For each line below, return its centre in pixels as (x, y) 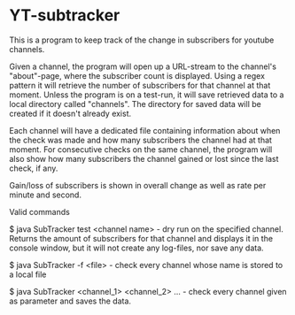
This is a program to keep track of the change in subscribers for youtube (142, 40)
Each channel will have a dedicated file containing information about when (145, 130)
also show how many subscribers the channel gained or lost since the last (144, 158)
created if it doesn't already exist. (70, 113)
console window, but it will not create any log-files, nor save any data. (136, 248)
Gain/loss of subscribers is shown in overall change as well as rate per (138, 185)
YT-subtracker (65, 15)
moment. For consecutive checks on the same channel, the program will (141, 149)
